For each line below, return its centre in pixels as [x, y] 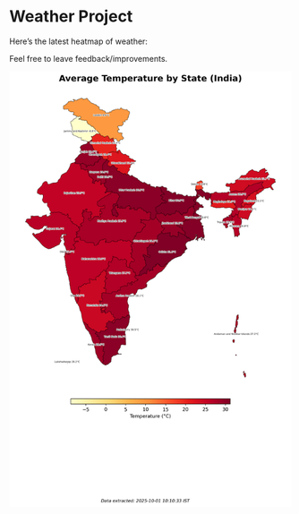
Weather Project [71, 17]
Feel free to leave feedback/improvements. [89, 58]
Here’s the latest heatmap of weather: [78, 41]
